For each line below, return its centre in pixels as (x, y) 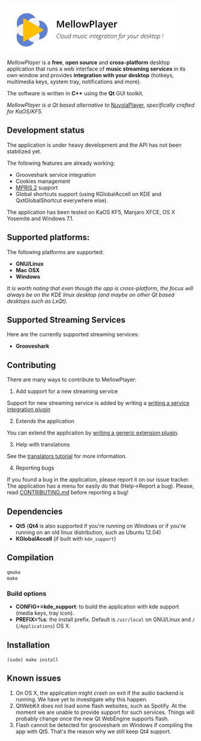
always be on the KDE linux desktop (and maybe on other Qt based (91, 294)
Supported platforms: (48, 237)
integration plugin (29, 410)
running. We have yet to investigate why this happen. (81, 699)
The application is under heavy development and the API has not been (94, 145)
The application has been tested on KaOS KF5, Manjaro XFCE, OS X (91, 212)
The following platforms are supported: (56, 252)
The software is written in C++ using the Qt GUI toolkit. (75, 93)
